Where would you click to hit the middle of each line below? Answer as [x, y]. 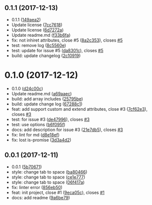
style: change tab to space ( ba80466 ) [49, 172]
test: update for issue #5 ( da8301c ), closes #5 [57, 50]
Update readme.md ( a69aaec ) [42, 93]
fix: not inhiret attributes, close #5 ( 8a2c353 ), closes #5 [67, 40]
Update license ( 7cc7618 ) [37, 25]
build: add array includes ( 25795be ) [47, 99]
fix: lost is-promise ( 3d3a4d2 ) [41, 140]
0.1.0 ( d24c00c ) [27, 88]
